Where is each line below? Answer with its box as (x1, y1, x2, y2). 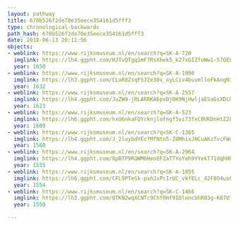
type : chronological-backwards (7, 23, 100, 30)
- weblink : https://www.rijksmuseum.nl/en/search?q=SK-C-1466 (7, 188, 195, 195)
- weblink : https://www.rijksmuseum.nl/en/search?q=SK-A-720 (7, 50, 192, 57)
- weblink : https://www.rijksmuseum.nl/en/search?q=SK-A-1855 (7, 168, 195, 175)
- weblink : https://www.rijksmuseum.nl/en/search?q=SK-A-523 (7, 109, 192, 116)
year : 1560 (13, 142, 46, 149)
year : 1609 (13, 122, 46, 129)
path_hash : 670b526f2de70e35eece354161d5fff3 (7, 30, 144, 37)
